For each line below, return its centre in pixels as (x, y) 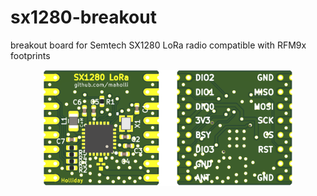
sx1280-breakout (83, 17)
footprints (30, 55)
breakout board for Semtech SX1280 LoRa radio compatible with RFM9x (158, 45)
